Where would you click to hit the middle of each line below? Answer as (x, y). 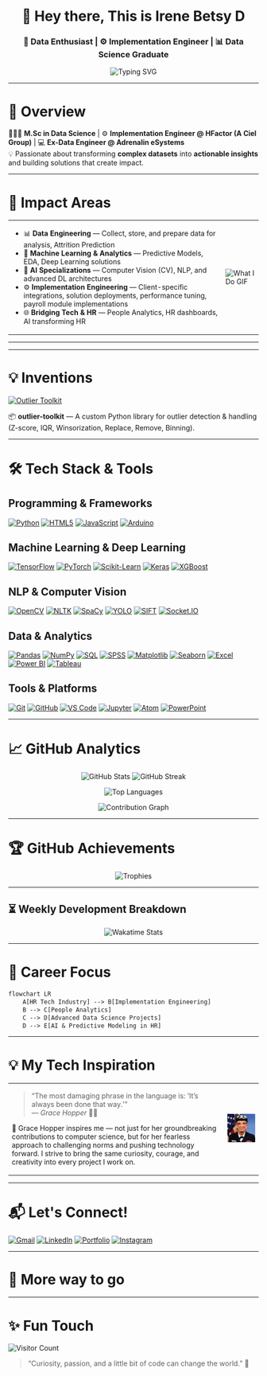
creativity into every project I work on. (74, 1162)
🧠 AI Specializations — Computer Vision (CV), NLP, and (115, 271)
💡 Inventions (50, 378)
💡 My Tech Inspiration (82, 1065)
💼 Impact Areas (60, 203)
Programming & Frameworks (80, 503)
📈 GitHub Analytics (75, 748)
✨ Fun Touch (51, 1325)
